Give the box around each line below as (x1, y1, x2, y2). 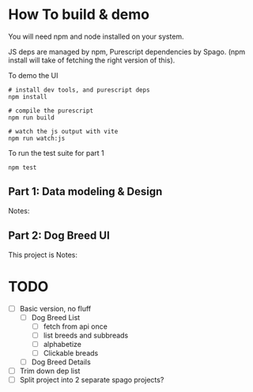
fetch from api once (43, 322, 108, 331)
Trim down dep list (19, 366, 81, 375)
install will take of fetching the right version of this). (8, 55, 176, 65)
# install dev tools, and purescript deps (8, 85, 150, 94)
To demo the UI (8, 70, 59, 80)
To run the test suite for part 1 (8, 148, 104, 157)
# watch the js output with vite (8, 127, 119, 135)
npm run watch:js (8, 134, 66, 142)
